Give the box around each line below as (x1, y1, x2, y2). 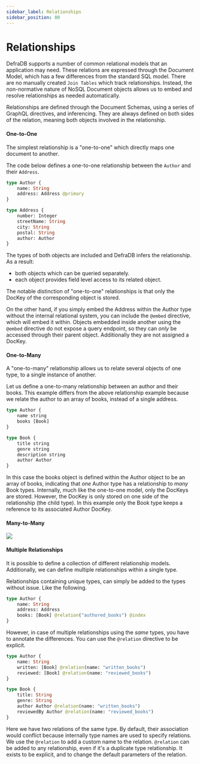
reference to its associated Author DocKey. (6, 506, 112, 513)
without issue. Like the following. (6, 584, 87, 591)
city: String (17, 224, 50, 230)
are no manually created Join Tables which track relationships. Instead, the (6, 79, 193, 87)
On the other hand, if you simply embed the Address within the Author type (6, 306, 192, 313)
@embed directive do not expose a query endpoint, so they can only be (6, 325, 177, 332)
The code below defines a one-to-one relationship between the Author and (6, 162, 191, 169)
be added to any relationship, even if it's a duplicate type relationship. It (6, 744, 183, 751)
